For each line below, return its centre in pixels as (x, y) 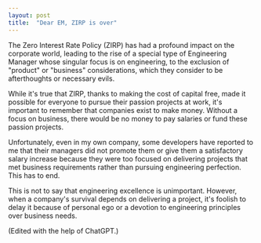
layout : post (29, 15)
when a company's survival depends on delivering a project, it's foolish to (127, 199)
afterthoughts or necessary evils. (62, 78)
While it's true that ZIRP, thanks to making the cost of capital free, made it (127, 93)
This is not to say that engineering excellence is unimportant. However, (123, 190)
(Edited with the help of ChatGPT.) (63, 230)
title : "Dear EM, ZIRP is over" (63, 23)
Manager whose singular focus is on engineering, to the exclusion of (119, 62)
